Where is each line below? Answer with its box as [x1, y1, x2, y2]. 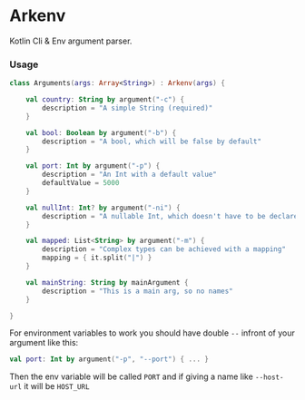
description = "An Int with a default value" [42, 170, 218, 180]
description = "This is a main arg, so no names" [42, 287, 233, 296]
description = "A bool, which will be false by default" [42, 137, 261, 146]
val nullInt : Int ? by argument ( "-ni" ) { [25, 203, 181, 212]
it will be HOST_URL [24, 381, 90, 392]
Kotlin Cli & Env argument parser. [9, 35, 133, 46]
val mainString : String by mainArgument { [25, 278, 189, 287]
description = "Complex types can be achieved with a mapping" [42, 245, 286, 254]
